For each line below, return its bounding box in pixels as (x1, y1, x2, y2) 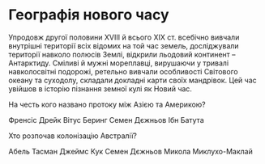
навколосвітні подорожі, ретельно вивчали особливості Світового (8, 66, 238, 76)
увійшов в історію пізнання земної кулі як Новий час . (8, 83, 193, 94)
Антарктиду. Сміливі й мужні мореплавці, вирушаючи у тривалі (8, 58, 229, 68)
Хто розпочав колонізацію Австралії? (8, 131, 138, 141)
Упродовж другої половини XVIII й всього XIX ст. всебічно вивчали (8, 32, 240, 42)
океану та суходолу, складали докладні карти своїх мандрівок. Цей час (8, 75, 257, 85)
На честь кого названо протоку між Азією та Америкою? (8, 99, 206, 109)
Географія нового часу (8, 6, 169, 24)
